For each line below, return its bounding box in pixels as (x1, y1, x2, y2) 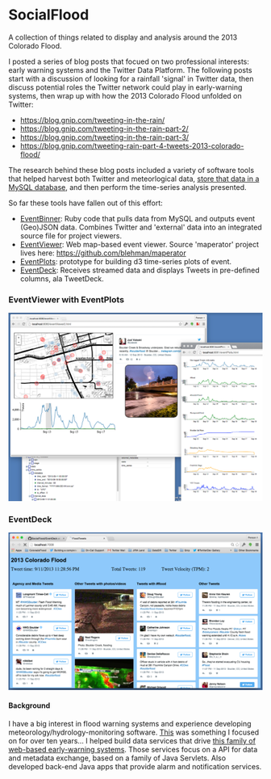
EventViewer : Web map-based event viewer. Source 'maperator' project (19, 239, 260, 249)
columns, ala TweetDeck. (19, 273, 105, 284)
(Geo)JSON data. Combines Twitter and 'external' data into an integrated (19, 222, 262, 232)
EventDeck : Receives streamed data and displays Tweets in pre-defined (19, 265, 260, 275)
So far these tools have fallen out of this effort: (8, 198, 163, 208)
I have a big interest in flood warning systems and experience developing (8, 718, 252, 728)
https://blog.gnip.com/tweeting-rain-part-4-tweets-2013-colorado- (19, 141, 244, 150)
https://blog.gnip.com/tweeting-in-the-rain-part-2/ (19, 124, 190, 133)
